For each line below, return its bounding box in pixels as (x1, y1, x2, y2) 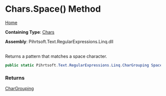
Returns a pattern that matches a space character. (5, 53, 107, 59)
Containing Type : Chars (5, 29, 55, 35)
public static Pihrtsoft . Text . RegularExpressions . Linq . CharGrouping (5, 63, 149, 68)
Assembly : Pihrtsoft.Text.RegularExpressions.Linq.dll (5, 38, 114, 45)
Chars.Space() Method (5, 3, 101, 15)
